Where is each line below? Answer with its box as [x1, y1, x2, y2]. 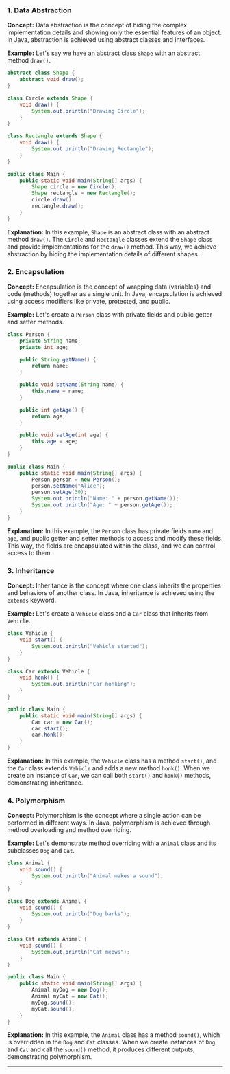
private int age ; [19, 344, 69, 350]
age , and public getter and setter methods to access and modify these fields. [7, 534, 223, 542]
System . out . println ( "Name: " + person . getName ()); [31, 495, 179, 502]
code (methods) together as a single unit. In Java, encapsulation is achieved [7, 289, 222, 298]
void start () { [19, 636, 63, 644]
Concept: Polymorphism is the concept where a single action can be [7, 812, 201, 820]
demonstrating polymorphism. [7, 1053, 92, 1061]
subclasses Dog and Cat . [7, 847, 75, 855]
